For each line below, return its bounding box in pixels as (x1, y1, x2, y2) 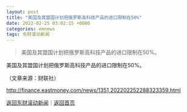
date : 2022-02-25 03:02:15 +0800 (6, 20, 90, 26)
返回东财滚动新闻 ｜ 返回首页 (6, 99, 75, 107)
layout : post (6, 8, 39, 15)
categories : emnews (6, 25, 55, 32)
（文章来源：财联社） (6, 74, 59, 82)
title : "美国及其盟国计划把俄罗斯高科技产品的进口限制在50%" (6, 15, 142, 21)
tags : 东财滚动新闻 (6, 31, 50, 38)
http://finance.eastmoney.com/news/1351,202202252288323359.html (6, 87, 181, 94)
